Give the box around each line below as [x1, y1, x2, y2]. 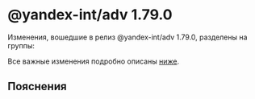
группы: [7, 40, 36, 50]
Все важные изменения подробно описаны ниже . [7, 56, 179, 66]
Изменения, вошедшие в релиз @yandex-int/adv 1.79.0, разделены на [7, 32, 248, 42]
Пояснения [7, 80, 67, 93]
